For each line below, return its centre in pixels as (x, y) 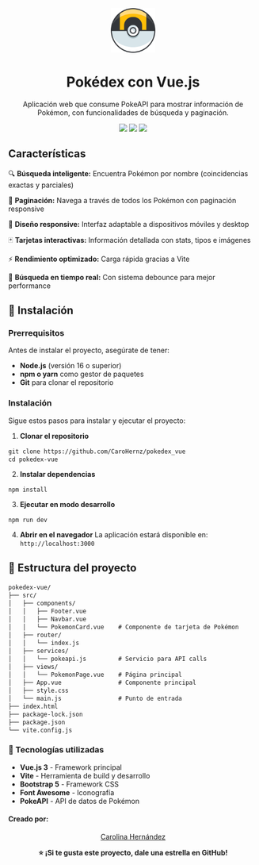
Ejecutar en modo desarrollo (67, 504)
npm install (28, 490)
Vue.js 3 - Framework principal (71, 767)
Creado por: (29, 819)
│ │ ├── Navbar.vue (48, 619)
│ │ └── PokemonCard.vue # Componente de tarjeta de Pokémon (124, 627)
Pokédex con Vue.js (133, 82)
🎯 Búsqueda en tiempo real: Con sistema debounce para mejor (112, 277)
